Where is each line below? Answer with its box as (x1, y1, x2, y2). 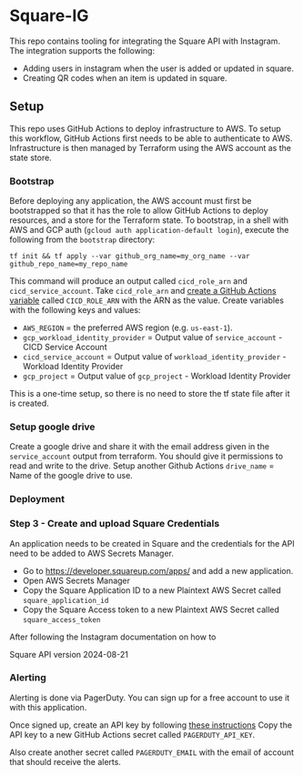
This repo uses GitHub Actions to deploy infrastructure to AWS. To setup (9, 123, 282, 134)
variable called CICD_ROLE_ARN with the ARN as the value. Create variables (9, 295, 285, 306)
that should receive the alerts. (9, 756, 121, 767)
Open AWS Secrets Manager (22, 575, 130, 586)
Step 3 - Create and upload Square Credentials (9, 518, 220, 530)
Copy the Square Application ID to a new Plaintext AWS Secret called (22, 584, 281, 596)
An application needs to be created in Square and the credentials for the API (9, 538, 295, 549)
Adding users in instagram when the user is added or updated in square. (22, 63, 294, 74)
